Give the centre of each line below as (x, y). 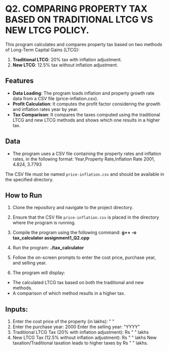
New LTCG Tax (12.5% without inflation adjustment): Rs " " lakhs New (84, 338)
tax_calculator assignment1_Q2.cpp (51, 238)
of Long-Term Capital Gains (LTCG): (42, 50)
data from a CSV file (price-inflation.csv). (55, 98)
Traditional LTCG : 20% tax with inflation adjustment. (67, 59)
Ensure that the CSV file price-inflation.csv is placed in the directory (86, 217)
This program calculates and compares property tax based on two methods (84, 44)
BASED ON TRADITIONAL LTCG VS (79, 19)
